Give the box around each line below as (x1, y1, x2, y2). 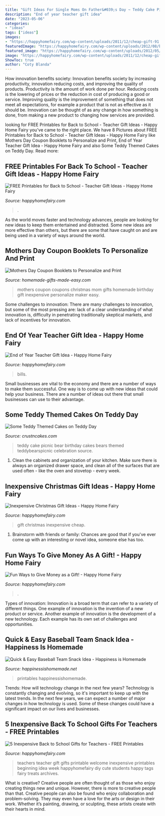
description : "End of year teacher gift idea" (5, 12, 102, 17)
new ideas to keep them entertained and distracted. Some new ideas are (5, 222, 152, 228)
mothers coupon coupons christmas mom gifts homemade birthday (17, 286, 154, 292)
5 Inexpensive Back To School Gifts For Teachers (5, 720, 158, 728)
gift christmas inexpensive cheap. (17, 522, 86, 528)
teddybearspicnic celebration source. (17, 448, 93, 454)
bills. (17, 371, 27, 377)
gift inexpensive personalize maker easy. (17, 291, 100, 298)
